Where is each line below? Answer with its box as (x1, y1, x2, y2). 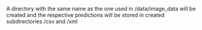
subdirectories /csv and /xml (6, 18, 78, 25)
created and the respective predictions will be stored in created (6, 11, 165, 19)
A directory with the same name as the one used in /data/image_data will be (6, 5, 196, 12)
